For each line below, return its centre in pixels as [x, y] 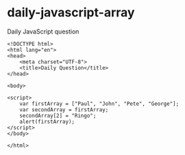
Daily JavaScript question [43, 31]
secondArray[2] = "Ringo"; [58, 115]
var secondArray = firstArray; [64, 110]
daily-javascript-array [71, 13]
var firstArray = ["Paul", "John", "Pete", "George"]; [99, 104]
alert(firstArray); [47, 122]
